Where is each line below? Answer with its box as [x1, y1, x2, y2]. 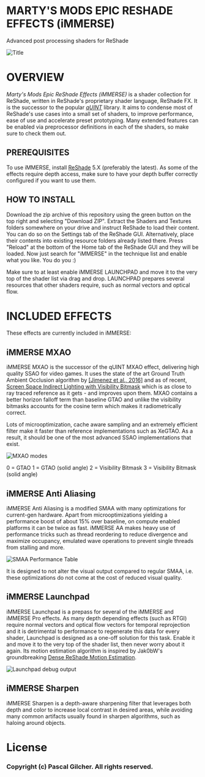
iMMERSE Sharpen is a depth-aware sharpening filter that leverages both [6, 699, 191, 707]
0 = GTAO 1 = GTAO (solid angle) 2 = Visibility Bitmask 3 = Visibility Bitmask [6, 464, 197, 472]
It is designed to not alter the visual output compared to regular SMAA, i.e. [6, 567, 194, 575]
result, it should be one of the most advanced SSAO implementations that [6, 434, 192, 441]
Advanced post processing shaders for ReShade [6, 37, 129, 44]
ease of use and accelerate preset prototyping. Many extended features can [6, 116, 199, 124]
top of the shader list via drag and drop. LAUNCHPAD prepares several [6, 275, 185, 282]
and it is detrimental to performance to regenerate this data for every [6, 627, 180, 635]
